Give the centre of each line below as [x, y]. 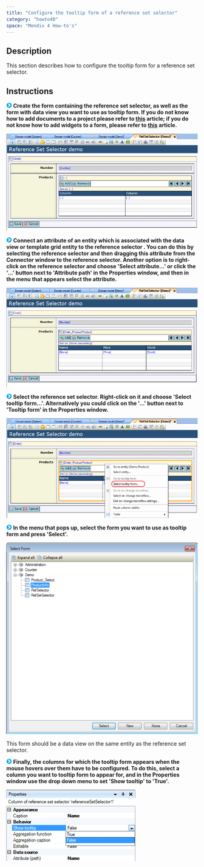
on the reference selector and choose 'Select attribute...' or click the [108, 267]
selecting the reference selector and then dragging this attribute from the [101, 253]
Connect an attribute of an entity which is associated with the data [99, 240]
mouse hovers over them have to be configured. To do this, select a [93, 768]
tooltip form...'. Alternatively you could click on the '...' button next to [95, 403]
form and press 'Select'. [37, 534]
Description [29, 51]
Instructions [30, 91]
